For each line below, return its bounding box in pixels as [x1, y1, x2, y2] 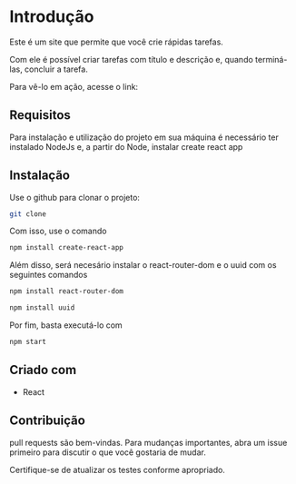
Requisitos [9, 107, 71, 123]
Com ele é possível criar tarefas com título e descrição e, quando [9, 54, 254, 64]
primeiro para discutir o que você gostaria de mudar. [9, 447, 206, 458]
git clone [9, 209, 47, 219]
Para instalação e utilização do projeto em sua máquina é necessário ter [9, 132, 279, 143]
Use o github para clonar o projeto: [9, 192, 141, 202]
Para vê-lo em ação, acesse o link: [9, 81, 139, 92]
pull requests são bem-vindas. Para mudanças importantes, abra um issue [9, 437, 288, 448]
